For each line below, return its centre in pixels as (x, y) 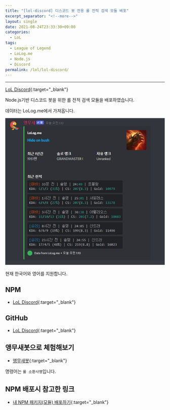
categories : (18, 32)
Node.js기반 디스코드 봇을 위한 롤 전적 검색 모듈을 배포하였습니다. (70, 100)
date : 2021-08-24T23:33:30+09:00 (40, 27)
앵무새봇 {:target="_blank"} (40, 361)
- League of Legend (30, 48)
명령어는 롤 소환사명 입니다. (31, 371)
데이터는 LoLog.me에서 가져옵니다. (40, 111)
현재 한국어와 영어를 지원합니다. (36, 273)
